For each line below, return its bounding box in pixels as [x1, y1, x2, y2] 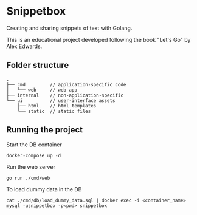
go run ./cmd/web [6, 175, 50, 181]
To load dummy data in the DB [6, 185, 82, 193]
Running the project [6, 125, 83, 135]
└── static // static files [17, 108, 91, 114]
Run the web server [6, 163, 56, 171]
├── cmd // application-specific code [6, 81, 126, 87]
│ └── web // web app [6, 87, 78, 93]
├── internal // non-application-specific [6, 92, 123, 98]
